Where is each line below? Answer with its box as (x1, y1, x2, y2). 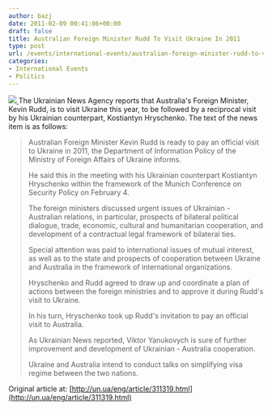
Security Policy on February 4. (28, 188, 130, 197)
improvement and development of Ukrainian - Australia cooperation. (28, 343, 256, 353)
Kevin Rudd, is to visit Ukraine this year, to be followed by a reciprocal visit (8, 104, 257, 114)
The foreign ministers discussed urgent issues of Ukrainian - (28, 203, 231, 213)
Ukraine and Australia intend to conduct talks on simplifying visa (28, 359, 243, 369)
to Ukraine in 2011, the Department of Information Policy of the (28, 145, 236, 155)
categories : (8, 58, 49, 66)
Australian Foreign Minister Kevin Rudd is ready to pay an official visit (28, 137, 259, 147)
